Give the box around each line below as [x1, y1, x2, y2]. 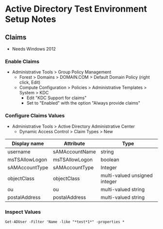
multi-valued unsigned [100, 172, 153, 178]
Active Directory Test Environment [5, 3, 147, 15]
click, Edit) [19, 79, 41, 86]
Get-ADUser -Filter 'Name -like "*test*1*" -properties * [5, 219, 125, 224]
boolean [100, 156, 120, 163]
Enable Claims [5, 58, 40, 65]
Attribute [64, 140, 85, 147]
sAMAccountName [52, 148, 96, 155]
